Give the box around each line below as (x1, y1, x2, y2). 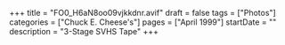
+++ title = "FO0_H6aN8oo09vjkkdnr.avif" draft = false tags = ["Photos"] (9, 8, 276, 18)
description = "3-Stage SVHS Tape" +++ (9, 26, 159, 36)
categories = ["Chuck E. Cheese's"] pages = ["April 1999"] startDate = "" (9, 17, 277, 27)
